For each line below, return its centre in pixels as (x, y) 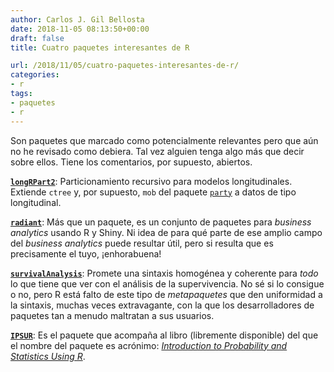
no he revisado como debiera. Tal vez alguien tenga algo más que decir (157, 151)
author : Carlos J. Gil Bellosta (77, 19)
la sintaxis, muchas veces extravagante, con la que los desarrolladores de (162, 305)
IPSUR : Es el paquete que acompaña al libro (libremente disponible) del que (164, 335)
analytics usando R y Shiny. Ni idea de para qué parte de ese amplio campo (166, 232)
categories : (35, 75)
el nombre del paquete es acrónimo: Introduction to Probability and (149, 345)
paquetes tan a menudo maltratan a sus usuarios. (112, 315)
